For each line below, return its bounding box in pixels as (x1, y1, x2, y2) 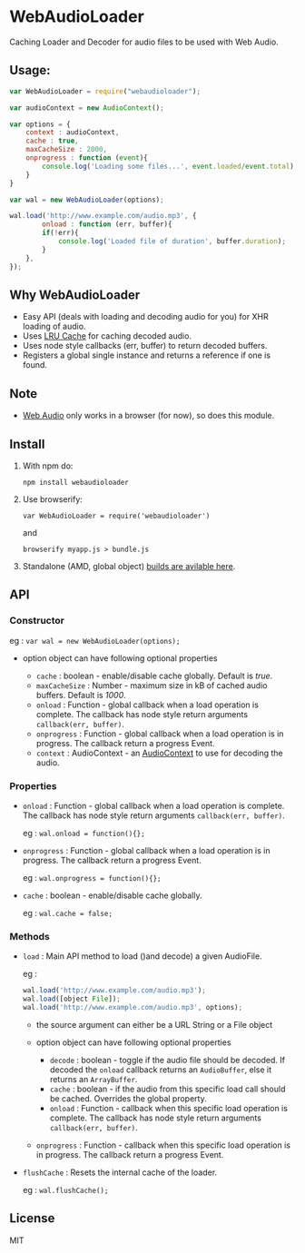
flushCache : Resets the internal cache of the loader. (22, 1167, 218, 1178)
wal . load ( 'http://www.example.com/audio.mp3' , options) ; (22, 1002, 243, 1011)
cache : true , (25, 136, 79, 146)
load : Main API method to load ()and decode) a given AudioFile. (22, 951, 262, 962)
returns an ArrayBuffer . (49, 1073, 138, 1084)
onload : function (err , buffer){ (42, 220, 172, 229)
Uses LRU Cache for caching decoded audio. (22, 331, 192, 341)
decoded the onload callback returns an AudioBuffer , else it (49, 1064, 272, 1075)
